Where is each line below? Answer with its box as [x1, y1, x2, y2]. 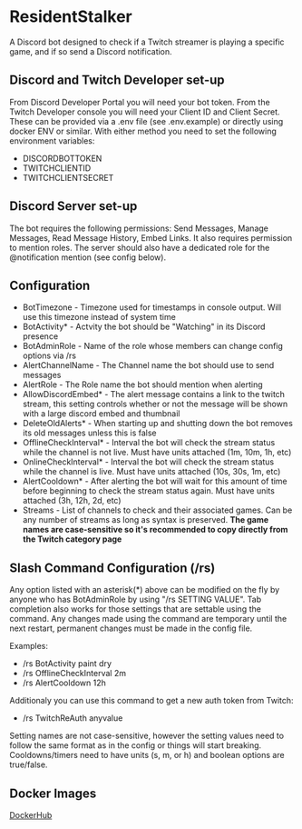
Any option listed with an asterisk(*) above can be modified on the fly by [9, 584, 280, 595]
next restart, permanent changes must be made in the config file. [9, 623, 253, 634]
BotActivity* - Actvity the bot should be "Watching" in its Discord [22, 321, 266, 333]
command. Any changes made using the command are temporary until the [9, 614, 287, 624]
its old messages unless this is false [22, 427, 157, 438]
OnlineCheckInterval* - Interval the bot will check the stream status [22, 456, 275, 467]
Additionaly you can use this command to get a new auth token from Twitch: [9, 695, 294, 706]
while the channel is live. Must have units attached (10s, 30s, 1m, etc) [22, 466, 281, 477]
